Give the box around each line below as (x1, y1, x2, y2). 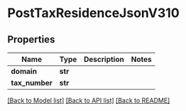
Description (84, 55, 124, 64)
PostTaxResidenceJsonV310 (7, 5, 180, 21)
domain (11, 66, 38, 76)
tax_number (11, 78, 53, 88)
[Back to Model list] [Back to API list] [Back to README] (7, 96, 170, 105)
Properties (7, 33, 55, 46)
